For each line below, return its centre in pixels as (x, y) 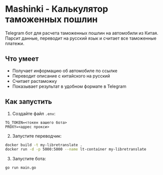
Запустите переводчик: (37, 136)
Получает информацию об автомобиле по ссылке (65, 71)
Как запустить (29, 102)
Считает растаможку (35, 81)
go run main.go (21, 168)
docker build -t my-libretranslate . (44, 145)
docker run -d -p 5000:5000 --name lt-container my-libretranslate (76, 150)
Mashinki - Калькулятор (57, 9)
